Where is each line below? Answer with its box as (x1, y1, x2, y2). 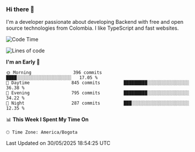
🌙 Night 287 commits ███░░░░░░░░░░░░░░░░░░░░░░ (6, 100, 190, 107)
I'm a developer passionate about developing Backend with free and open (6, 19, 184, 26)
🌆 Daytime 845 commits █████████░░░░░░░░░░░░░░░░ (6, 80, 190, 86)
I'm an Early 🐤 (6, 58, 40, 66)
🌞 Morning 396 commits (6, 70, 102, 76)
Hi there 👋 (6, 5, 35, 13)
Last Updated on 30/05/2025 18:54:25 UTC (6, 140, 111, 147)
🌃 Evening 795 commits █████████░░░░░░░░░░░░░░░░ (6, 90, 190, 96)
